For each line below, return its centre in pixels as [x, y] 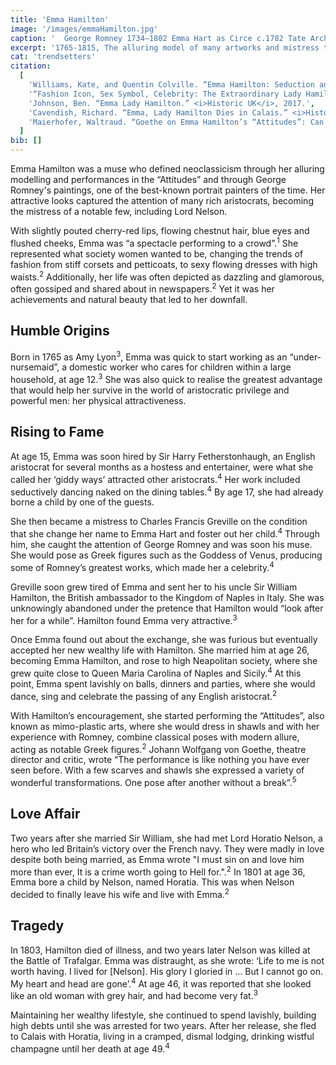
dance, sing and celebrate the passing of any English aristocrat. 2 [144, 695]
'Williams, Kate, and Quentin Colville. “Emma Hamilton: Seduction [171, 85]
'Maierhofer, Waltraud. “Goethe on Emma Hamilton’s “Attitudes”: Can [176, 122]
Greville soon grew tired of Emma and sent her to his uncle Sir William [154, 587]
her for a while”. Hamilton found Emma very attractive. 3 [124, 619]
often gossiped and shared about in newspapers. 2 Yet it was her [142, 288]
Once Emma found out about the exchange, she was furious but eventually [164, 640]
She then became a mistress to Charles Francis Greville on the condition [159, 522]
